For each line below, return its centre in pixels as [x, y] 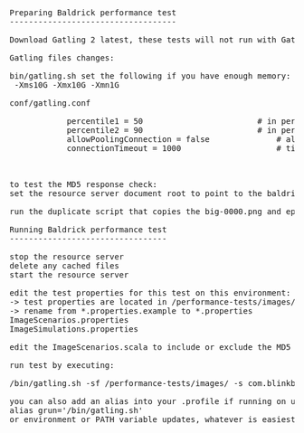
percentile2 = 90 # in [172, 130]
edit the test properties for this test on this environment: [150, 293]
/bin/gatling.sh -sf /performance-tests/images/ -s [127, 383]
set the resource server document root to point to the [136, 193]
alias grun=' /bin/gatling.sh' [76, 410]
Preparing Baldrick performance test [93, 13]
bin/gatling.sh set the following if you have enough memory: [150, 76]
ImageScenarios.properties [69, 320]
